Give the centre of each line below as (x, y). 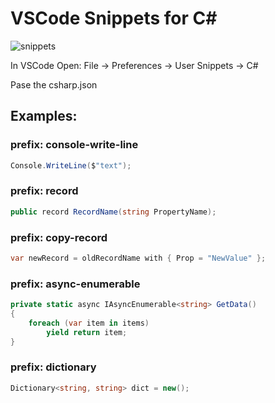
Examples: (44, 116)
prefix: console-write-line (74, 145)
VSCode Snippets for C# (114, 18)
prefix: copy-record (59, 237)
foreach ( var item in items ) (89, 323)
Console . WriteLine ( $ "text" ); (71, 165)
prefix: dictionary (53, 367)
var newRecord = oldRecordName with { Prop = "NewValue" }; (138, 258)
